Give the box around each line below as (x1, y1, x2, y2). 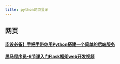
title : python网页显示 (5, 7, 49, 12)
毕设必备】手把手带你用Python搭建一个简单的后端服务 (5, 41, 115, 47)
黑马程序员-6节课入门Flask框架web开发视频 (5, 54, 95, 60)
